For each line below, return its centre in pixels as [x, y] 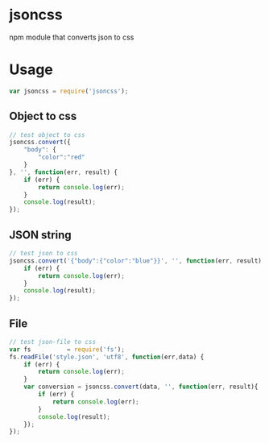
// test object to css [47, 135]
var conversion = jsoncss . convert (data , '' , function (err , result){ [141, 387]
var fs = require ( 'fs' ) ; [67, 349]
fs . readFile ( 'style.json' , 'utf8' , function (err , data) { [107, 357]
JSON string [40, 235]
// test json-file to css [52, 342]
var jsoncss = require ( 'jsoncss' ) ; [69, 91]
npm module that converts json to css [72, 37]
